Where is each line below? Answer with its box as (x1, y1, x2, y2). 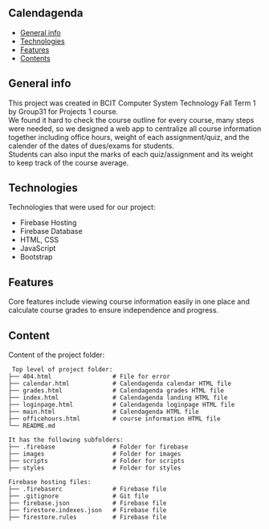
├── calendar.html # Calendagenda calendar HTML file (8, 379, 231, 388)
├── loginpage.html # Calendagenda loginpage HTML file (8, 401, 235, 409)
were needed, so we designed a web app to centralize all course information (8, 124, 262, 133)
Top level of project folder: (11, 366, 113, 374)
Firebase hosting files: (8, 478, 92, 486)
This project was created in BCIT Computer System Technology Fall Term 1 (8, 98, 256, 108)
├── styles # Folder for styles (8, 464, 181, 473)
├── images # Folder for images (8, 450, 181, 458)
